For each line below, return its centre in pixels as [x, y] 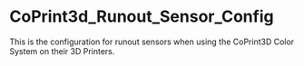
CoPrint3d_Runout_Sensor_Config [142, 17]
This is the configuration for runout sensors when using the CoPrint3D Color [152, 42]
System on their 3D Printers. [62, 51]
